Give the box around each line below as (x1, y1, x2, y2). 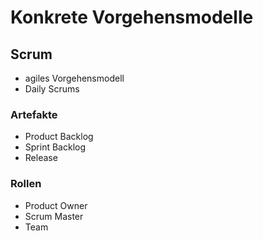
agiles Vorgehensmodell (24, 72, 125, 84)
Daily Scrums (24, 83, 80, 95)
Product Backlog (24, 131, 94, 143)
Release (24, 152, 58, 164)
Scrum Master (24, 210, 84, 222)
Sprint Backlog (24, 141, 87, 153)
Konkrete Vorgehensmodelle (10, 6, 254, 29)
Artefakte (10, 107, 58, 121)
